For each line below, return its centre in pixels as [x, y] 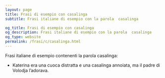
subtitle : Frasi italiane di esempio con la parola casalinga [72, 19]
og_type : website [23, 37]
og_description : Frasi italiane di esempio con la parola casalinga [79, 33]
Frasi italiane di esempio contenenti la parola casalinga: [61, 55]
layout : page [19, 10]
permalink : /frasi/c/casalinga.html [43, 42]
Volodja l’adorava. [30, 70]
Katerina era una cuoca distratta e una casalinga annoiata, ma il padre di [86, 65]
